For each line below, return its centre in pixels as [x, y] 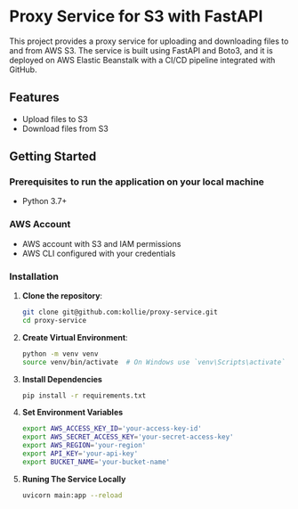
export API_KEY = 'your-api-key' [80, 454]
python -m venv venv [60, 354]
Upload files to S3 [55, 119]
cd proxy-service [54, 320]
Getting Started [53, 156]
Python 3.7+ [44, 201]
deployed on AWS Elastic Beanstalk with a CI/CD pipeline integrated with [142, 60]
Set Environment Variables [72, 413]
